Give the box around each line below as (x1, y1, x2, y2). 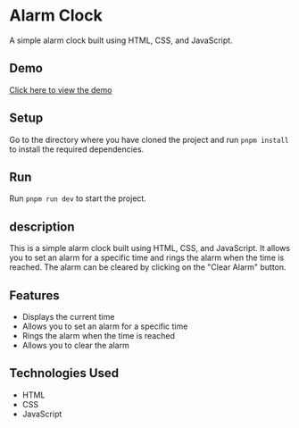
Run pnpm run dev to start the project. (9, 193, 147, 204)
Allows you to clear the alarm (21, 340, 129, 350)
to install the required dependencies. (9, 144, 145, 155)
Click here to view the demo (9, 84, 112, 95)
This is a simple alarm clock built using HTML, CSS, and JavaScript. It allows (9, 243, 291, 254)
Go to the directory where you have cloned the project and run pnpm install (9, 134, 289, 145)
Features (9, 288, 60, 303)
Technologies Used (9, 365, 119, 381)
